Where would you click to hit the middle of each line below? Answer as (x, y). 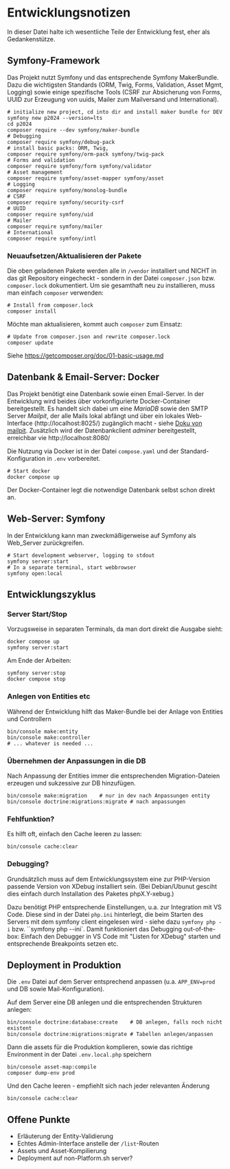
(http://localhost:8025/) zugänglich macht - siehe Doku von (118, 423)
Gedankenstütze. (31, 39)
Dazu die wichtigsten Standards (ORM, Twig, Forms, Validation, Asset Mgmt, (115, 85)
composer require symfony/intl (52, 238)
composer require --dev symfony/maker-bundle (73, 130)
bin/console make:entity (43, 732)
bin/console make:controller (49, 737)
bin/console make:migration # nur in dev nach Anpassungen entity (109, 796)
